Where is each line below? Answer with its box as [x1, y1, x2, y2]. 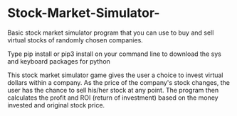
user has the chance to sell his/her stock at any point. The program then [7, 86, 219, 94]
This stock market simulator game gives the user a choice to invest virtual [7, 71, 223, 79]
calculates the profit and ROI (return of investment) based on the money [7, 93, 218, 102]
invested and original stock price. [7, 100, 105, 109]
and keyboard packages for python [7, 57, 110, 65]
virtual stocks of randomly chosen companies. [7, 35, 144, 44]
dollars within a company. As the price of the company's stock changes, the [7, 78, 230, 86]
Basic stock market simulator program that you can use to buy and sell [7, 28, 214, 37]
